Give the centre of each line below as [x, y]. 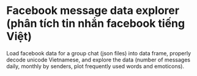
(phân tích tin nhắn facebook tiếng [96, 23]
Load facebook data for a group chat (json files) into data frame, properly [99, 53]
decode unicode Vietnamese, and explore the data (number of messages [98, 60]
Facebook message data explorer [93, 11]
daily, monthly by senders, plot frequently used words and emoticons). [95, 66]
